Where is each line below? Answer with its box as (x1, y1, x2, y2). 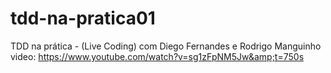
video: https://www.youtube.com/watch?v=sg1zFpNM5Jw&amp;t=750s (10, 50, 305, 62)
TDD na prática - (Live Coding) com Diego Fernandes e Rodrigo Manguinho (10, 40, 322, 52)
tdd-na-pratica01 (10, 7, 156, 30)
